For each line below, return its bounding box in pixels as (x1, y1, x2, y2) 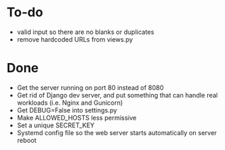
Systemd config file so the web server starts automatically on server (16, 128, 217, 137)
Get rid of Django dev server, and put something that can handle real (16, 91, 218, 99)
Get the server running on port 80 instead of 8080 (16, 83, 164, 92)
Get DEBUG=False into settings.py (16, 105, 118, 114)
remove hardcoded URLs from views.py (16, 35, 133, 43)
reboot (16, 136, 37, 144)
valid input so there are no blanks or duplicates (16, 28, 155, 36)
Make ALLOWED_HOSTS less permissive (16, 113, 137, 122)
